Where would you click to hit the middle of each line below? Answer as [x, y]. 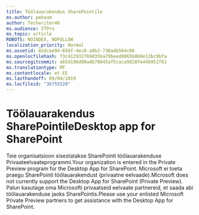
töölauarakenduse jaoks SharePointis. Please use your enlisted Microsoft [95, 194]
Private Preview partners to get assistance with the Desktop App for [90, 200]
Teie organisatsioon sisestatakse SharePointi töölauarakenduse [84, 156]
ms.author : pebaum [29, 17]
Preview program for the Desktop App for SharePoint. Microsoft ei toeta [94, 168]
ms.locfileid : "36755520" [38, 84]
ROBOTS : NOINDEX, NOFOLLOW [40, 40]
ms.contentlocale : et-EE [37, 73]
